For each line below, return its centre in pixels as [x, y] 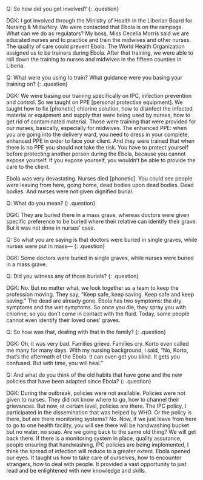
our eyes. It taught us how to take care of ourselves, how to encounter [94, 458]
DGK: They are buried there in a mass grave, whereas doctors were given [98, 215]
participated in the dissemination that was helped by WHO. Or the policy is [99, 412]
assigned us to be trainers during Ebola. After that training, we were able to [100, 53]
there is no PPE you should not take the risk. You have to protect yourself [98, 147]
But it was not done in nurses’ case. [51, 228]
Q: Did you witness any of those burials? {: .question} [73, 276]
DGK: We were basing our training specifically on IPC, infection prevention [99, 96]
